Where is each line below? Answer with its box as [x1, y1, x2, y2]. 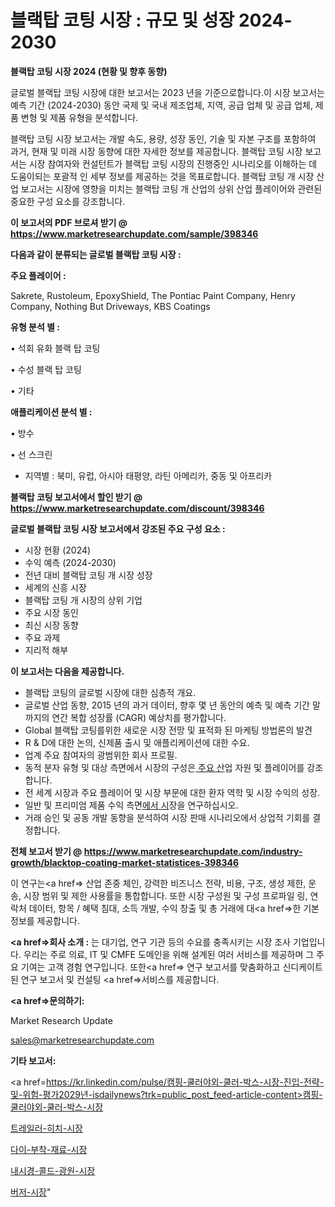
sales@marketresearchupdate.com [10, 1034, 155, 1046]
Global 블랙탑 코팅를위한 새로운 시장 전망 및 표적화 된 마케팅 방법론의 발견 [24, 724, 313, 736]
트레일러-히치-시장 [10, 1122, 83, 1134]
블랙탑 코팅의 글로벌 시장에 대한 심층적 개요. [24, 686, 197, 698]
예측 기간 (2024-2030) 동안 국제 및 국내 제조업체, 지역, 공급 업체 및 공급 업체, [10, 99, 313, 111]
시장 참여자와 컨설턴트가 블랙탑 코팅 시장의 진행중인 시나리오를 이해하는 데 [28, 157, 318, 170]
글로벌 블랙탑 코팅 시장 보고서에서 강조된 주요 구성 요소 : [10, 522, 226, 535]
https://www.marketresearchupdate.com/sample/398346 [10, 227, 259, 240]
